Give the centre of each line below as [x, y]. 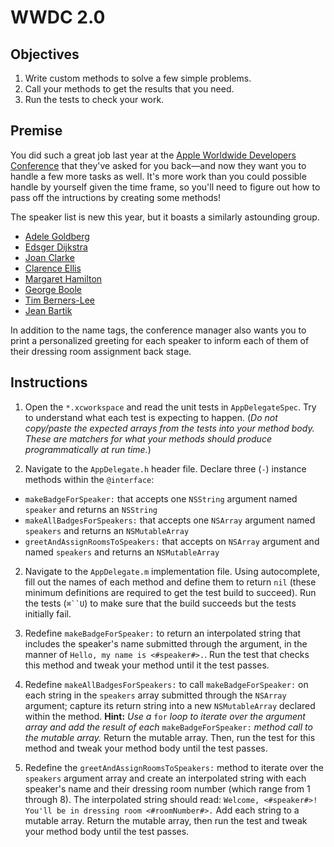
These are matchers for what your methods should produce [148, 438]
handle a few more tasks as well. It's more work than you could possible [158, 176]
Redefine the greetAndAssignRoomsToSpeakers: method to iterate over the [174, 767]
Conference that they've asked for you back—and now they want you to [158, 165]
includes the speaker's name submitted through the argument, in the [166, 643]
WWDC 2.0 [58, 17]
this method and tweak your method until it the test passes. [147, 665]
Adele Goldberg [57, 236]
